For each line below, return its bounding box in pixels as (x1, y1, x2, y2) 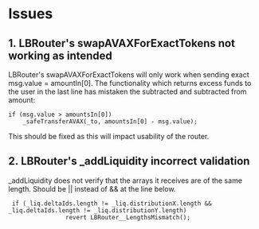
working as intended (8, 49, 113, 62)
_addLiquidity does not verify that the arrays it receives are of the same (8, 176, 243, 185)
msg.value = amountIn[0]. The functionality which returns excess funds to (8, 79, 252, 87)
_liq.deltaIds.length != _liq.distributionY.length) (8, 206, 187, 215)
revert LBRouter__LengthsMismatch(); (65, 213, 191, 221)
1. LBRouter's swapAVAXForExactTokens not (8, 37, 235, 50)
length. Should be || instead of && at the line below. (8, 184, 176, 193)
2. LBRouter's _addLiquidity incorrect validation (8, 154, 250, 168)
